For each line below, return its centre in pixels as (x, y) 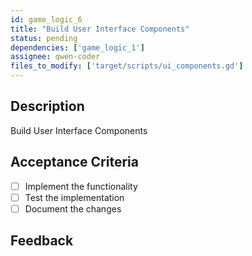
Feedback (42, 241)
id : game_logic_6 (46, 19)
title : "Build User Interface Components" (100, 29)
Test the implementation (74, 197)
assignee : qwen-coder (55, 57)
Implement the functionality (81, 186)
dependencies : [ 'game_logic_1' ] (77, 47)
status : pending (44, 38)
